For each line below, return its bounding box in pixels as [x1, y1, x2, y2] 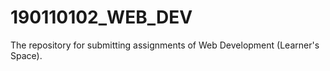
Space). [10, 49, 43, 61]
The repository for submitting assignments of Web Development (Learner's [10, 39, 320, 51]
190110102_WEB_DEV [10, 6, 193, 29]
